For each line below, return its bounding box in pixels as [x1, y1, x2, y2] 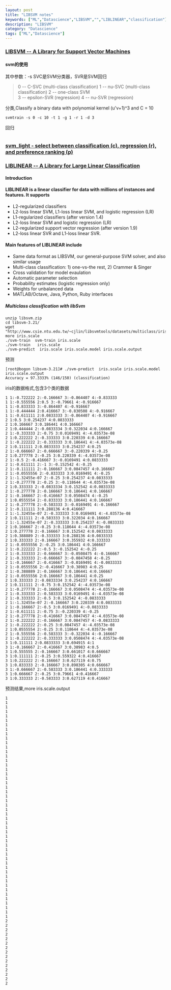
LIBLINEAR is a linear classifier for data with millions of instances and [5, 186, 155, 193]
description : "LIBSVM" [5, 21, 53, 27]
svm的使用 [5, 61, 28, 67]
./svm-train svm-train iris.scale [5, 338, 81, 343]
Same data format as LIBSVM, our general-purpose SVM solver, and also [12, 253, 166, 259]
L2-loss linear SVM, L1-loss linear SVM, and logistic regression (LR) [12, 208, 154, 214]
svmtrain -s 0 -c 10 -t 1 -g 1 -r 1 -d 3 [5, 115, 95, 120]
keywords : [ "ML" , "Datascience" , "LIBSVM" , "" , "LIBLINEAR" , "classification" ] [5, 17, 167, 22]
